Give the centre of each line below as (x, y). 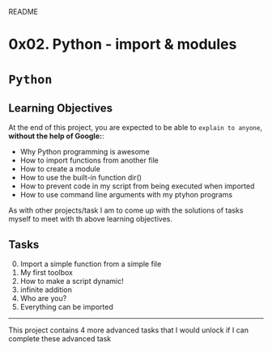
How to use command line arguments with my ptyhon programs (126, 195)
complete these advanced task (60, 338)
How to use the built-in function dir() (81, 178)
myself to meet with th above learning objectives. (90, 219)
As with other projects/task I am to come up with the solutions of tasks (126, 210)
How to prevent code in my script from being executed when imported (137, 186)
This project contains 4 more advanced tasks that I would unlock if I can (129, 330)
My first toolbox (46, 273)
